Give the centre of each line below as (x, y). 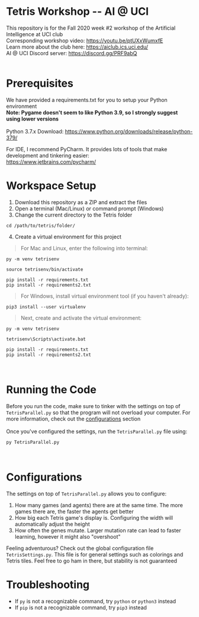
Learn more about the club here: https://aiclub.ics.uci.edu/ (77, 47)
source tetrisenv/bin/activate (45, 269)
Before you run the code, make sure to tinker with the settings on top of (93, 406)
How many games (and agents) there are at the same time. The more (99, 505)
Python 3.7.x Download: (35, 131)
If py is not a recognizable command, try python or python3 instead (95, 601)
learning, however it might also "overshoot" (68, 536)
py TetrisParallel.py (33, 442)
